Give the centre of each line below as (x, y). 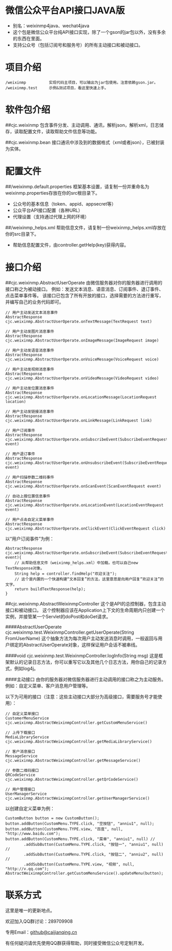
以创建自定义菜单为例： (30, 808)
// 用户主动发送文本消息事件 (32, 312)
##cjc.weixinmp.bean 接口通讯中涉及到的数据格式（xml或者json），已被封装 (85, 142)
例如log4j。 (26, 668)
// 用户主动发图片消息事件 (30, 331)
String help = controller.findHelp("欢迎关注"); (66, 574)
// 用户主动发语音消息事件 (30, 350)
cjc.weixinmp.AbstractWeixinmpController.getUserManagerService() (78, 798)
